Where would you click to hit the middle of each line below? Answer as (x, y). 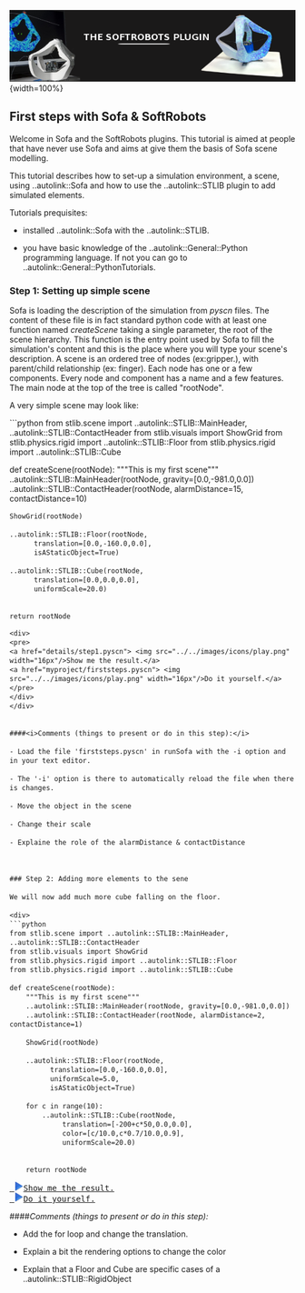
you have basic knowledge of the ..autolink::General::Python (135, 247)
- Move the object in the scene (70, 807)
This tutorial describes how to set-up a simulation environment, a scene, (144, 175)
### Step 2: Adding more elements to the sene (99, 879)
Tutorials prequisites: (49, 212)
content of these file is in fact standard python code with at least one (138, 320)
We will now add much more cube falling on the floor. (115, 897)
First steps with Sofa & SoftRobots (108, 117)
